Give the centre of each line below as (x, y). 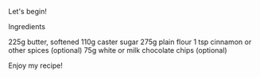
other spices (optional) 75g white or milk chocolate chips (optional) (118, 50)
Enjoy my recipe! (36, 65)
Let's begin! (28, 11)
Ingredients (27, 26)
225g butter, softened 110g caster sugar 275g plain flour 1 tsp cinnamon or (130, 42)
